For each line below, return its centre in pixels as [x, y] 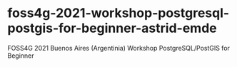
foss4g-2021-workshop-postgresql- [118, 13]
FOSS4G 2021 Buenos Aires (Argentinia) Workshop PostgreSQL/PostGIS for [119, 48]
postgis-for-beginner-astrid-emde [112, 28]
